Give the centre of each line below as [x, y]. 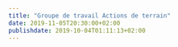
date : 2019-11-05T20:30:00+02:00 [64, 23]
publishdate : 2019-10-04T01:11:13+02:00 [77, 30]
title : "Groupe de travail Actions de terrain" [90, 16]
